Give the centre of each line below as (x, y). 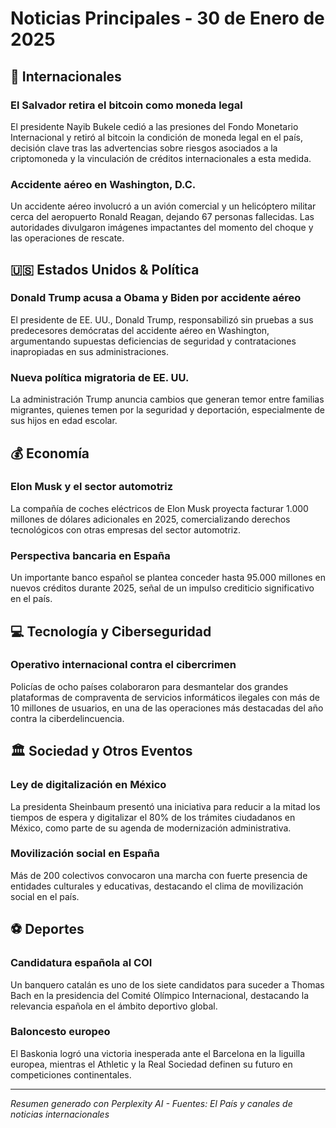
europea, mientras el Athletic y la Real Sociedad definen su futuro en (151, 1064)
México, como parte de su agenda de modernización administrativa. (151, 828)
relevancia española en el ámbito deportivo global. (114, 1006)
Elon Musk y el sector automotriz (92, 487)
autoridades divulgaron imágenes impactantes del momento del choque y (162, 228)
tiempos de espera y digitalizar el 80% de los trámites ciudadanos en (153, 817)
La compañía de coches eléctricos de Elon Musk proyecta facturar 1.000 (159, 508)
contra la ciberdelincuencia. (67, 718)
